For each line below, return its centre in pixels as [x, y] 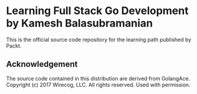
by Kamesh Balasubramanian [80, 23]
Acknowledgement [42, 64]
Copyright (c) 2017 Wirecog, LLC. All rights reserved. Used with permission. [98, 85]
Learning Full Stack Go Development [97, 11]
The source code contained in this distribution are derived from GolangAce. [98, 78]
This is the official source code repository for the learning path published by [99, 39]
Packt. [14, 46]
